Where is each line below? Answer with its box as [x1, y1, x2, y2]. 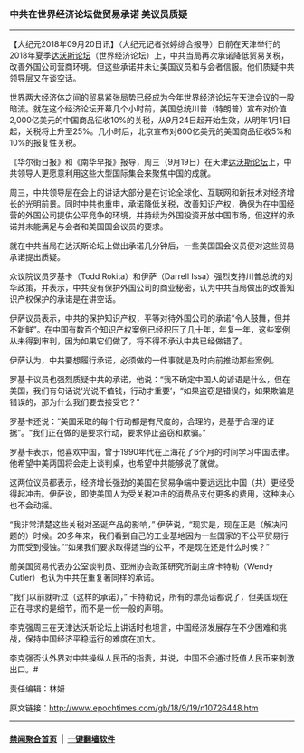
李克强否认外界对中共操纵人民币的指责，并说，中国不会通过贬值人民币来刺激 [9, 652, 295, 663]
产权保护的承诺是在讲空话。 [16, 294, 120, 304]
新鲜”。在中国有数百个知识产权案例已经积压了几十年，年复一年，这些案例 [16, 324, 291, 335]
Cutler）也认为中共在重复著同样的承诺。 [9, 573, 159, 584]
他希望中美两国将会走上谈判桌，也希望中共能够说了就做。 [9, 458, 223, 468]
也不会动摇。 [9, 500, 57, 511]
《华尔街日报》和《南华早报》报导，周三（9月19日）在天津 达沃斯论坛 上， [9, 157, 285, 168]
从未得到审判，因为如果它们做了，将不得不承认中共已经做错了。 [9, 335, 247, 346]
